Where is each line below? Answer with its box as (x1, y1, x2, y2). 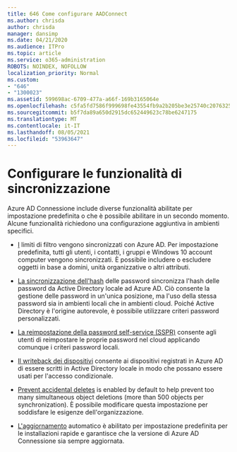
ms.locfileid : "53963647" (7, 135, 83, 142)
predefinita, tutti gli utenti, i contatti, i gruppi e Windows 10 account (17, 248, 213, 257)
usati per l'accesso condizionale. (17, 372, 114, 381)
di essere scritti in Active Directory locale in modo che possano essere (17, 364, 223, 373)
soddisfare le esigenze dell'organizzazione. (17, 408, 144, 417)
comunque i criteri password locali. (17, 343, 120, 352)
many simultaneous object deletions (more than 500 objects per (17, 393, 204, 402)
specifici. (7, 227, 34, 236)
